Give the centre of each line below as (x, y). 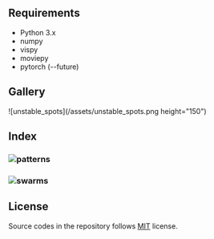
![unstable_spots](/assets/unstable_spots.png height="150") (107, 111)
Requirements (44, 13)
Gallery (27, 92)
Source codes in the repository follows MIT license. (93, 226)
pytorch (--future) (49, 67)
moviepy (34, 58)
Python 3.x (38, 32)
